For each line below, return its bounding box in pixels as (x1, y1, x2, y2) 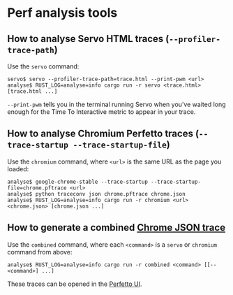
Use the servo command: (7, 62, 80, 71)
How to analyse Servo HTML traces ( (7, 33, 170, 45)
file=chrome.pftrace (7, 184, 68, 192)
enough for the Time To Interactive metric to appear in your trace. (7, 108, 196, 116)
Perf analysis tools (7, 5, 118, 21)
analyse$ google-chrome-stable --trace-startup (7, 178, 149, 185)
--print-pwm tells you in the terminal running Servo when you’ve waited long (7, 100, 226, 108)
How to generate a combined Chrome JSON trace (7, 222, 225, 233)
